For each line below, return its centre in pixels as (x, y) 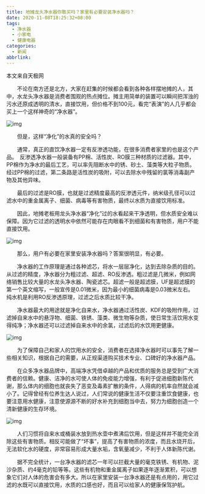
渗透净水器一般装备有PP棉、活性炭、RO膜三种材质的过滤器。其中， (110, 157)
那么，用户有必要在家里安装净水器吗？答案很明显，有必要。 (92, 253)
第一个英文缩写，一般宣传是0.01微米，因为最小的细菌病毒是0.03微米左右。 (100, 289)
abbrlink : (19, 57)
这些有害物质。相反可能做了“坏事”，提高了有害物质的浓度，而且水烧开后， (105, 441)
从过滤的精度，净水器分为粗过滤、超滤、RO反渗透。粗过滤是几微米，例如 (98, 274)
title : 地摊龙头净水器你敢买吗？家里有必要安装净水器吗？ (70, 12)
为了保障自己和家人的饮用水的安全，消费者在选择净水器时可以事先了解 (105, 350)
